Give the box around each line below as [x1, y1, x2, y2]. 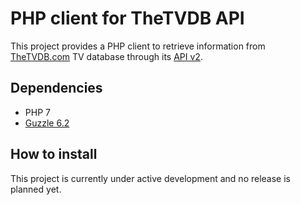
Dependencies [10, 80, 103, 97]
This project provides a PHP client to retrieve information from [10, 40, 266, 52]
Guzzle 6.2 [24, 117, 70, 129]
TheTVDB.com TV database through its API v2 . [10, 50, 203, 62]
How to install [10, 146, 98, 163]
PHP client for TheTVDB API [10, 7, 245, 30]
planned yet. [10, 183, 62, 195]
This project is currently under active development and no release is [10, 172, 291, 184]
